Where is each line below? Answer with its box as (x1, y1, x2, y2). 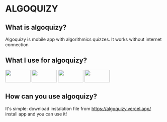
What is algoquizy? (5, 23, 67, 32)
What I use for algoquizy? (5, 56, 87, 65)
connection (5, 42, 29, 48)
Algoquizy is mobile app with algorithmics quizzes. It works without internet (5, 36, 162, 42)
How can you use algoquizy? (5, 92, 97, 101)
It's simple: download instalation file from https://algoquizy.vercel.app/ (5, 105, 151, 111)
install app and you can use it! (5, 111, 67, 117)
